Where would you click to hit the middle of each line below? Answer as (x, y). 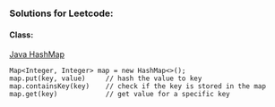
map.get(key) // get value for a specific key (120, 95)
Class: (21, 35)
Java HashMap (37, 54)
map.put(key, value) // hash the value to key (106, 78)
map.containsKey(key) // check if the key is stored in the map (138, 86)
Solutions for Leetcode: (61, 13)
